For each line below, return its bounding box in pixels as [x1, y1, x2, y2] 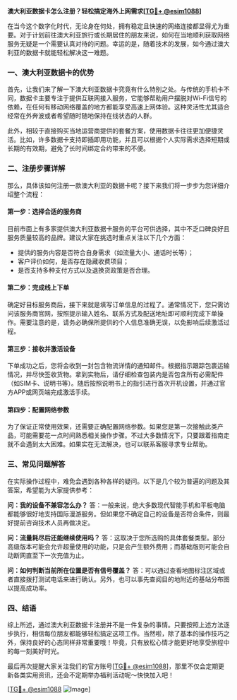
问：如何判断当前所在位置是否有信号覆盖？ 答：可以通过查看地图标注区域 [7, 566, 219, 574]
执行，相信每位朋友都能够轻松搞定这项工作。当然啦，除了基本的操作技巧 [13, 629, 224, 638]
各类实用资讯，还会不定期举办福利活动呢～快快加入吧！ [13, 671, 174, 679]
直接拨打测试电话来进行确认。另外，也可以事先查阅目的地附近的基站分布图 [13, 575, 230, 583]
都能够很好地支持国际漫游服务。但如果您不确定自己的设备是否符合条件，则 [7, 509, 224, 518]
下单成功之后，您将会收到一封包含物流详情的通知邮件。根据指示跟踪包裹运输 [7, 362, 230, 370]
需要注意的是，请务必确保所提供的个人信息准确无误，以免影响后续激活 [19, 318, 224, 326]
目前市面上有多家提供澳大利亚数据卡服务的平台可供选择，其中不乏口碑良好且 [7, 224, 230, 232]
